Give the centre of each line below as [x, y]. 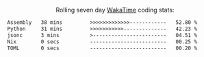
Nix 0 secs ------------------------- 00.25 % [102, 42]
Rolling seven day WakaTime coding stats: [115, 10]
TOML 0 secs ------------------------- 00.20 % [102, 48]
